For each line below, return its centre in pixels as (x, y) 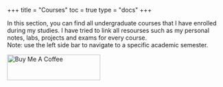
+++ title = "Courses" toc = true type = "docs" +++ (80, 10)
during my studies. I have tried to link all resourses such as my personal (108, 30)
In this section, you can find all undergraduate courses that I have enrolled (112, 23)
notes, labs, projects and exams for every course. (77, 38)
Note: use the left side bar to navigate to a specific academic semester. (108, 45)
